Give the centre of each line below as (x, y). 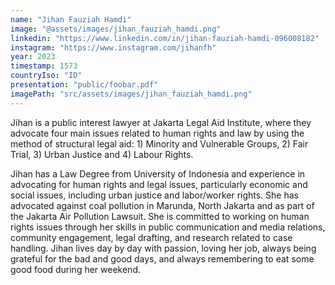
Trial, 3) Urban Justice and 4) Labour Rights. (102, 154)
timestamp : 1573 (44, 66)
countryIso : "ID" (46, 76)
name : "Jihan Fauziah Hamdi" (71, 19)
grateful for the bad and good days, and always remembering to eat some (162, 258)
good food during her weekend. (75, 269)
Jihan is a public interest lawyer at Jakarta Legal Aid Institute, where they (161, 122)
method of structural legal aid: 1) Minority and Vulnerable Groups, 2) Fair (159, 143)
